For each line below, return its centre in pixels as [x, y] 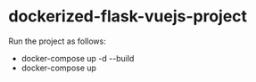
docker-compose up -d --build [78, 58]
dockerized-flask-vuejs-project [128, 16]
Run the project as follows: [57, 41]
